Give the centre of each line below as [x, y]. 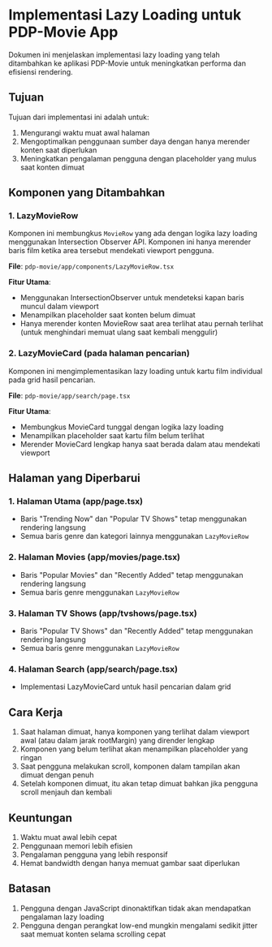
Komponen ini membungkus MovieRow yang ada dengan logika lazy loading [133, 234]
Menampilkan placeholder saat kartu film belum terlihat [112, 435]
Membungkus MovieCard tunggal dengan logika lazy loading [122, 427]
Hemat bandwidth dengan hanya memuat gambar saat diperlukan [130, 863]
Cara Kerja [36, 712]
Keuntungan [41, 818]
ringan [31, 758]
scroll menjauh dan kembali [66, 792]
